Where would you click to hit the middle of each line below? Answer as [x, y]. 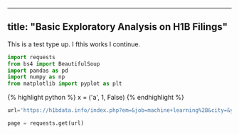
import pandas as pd [38, 71]
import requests [31, 57]
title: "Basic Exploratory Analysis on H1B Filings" [117, 27]
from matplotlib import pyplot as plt [65, 84]
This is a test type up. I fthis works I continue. [74, 44]
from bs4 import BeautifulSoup [54, 64]
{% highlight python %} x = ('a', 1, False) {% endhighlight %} [96, 98]
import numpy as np [36, 77]
